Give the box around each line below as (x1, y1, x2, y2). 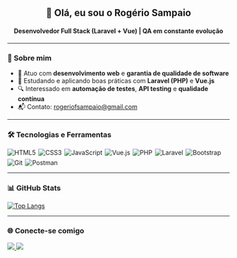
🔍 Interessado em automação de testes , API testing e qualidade (17, 84, 209, 92)
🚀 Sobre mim (7, 53, 51, 63)
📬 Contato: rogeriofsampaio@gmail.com (17, 102, 138, 111)
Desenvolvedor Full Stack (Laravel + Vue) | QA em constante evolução (13, 26, 224, 35)
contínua (17, 94, 44, 103)
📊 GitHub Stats (7, 183, 61, 193)
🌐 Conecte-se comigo (7, 226, 85, 236)
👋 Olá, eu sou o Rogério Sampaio (45, 7, 192, 19)
